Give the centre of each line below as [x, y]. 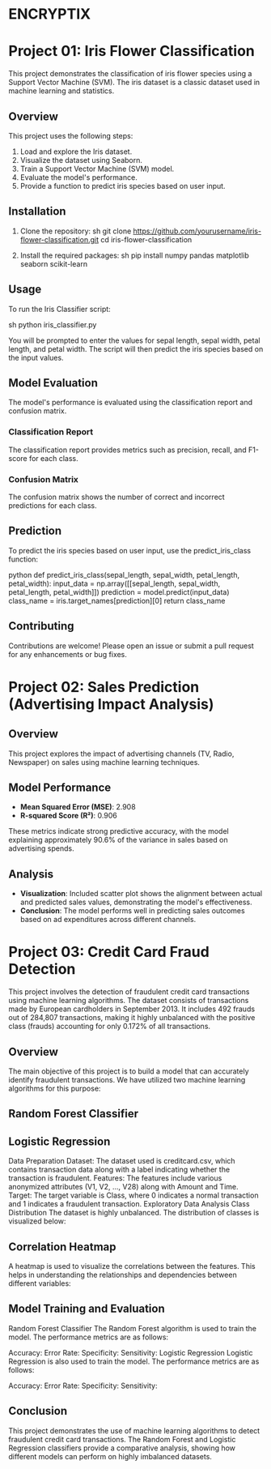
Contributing [41, 626]
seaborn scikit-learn [53, 263]
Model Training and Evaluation [87, 1309]
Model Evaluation [53, 383]
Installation [37, 211]
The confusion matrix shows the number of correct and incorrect [116, 497]
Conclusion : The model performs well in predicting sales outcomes [132, 911]
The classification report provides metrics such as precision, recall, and [127, 450]
